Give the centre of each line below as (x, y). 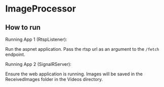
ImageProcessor (41, 9)
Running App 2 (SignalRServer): (38, 64)
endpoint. (15, 54)
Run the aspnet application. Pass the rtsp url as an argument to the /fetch (82, 49)
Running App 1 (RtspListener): (36, 39)
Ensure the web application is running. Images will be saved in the (74, 74)
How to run (23, 27)
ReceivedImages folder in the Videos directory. (54, 79)
